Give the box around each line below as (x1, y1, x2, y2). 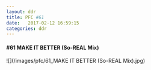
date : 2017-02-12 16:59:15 (6, 20, 79, 26)
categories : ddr (6, 25, 47, 32)
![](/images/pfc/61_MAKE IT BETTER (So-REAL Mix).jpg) (6, 57, 146, 65)
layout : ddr (6, 8, 36, 15)
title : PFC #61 (6, 14, 45, 20)
